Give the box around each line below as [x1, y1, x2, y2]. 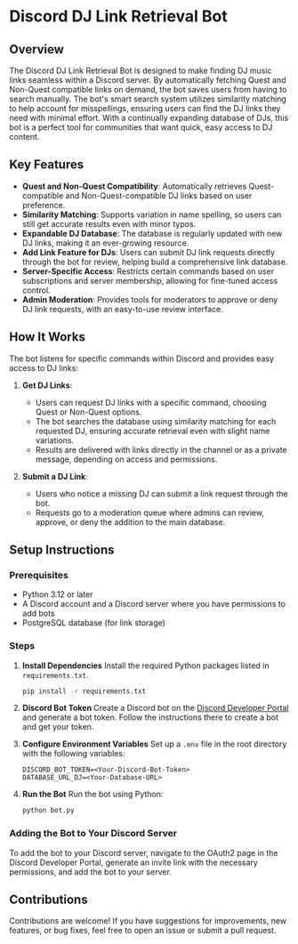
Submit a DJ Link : [21, 471, 89, 481]
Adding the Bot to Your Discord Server [9, 827, 178, 840]
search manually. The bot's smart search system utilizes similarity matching [9, 93, 286, 104]
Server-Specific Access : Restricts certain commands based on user [21, 265, 274, 277]
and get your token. [21, 722, 94, 732]
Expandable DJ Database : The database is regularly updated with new [21, 228, 283, 238]
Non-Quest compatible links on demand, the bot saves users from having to [9, 85, 287, 94]
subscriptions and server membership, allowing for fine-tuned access [21, 275, 278, 286]
